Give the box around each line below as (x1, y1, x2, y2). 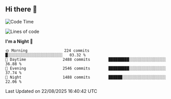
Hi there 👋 (5, 5, 37, 14)
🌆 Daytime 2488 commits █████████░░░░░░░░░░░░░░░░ (5, 57, 166, 62)
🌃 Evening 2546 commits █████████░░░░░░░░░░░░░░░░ (5, 65, 166, 71)
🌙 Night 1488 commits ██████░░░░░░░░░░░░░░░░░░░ (5, 75, 166, 80)
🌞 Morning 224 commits (5, 48, 90, 53)
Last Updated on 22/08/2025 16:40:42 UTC (5, 88, 97, 94)
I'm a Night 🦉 (5, 38, 33, 44)
